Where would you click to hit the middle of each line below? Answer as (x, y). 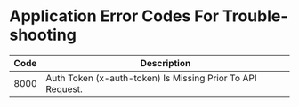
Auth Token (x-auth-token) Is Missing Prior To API (151, 78)
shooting (43, 35)
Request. (64, 88)
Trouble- (255, 16)
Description (166, 63)
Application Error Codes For (114, 16)
